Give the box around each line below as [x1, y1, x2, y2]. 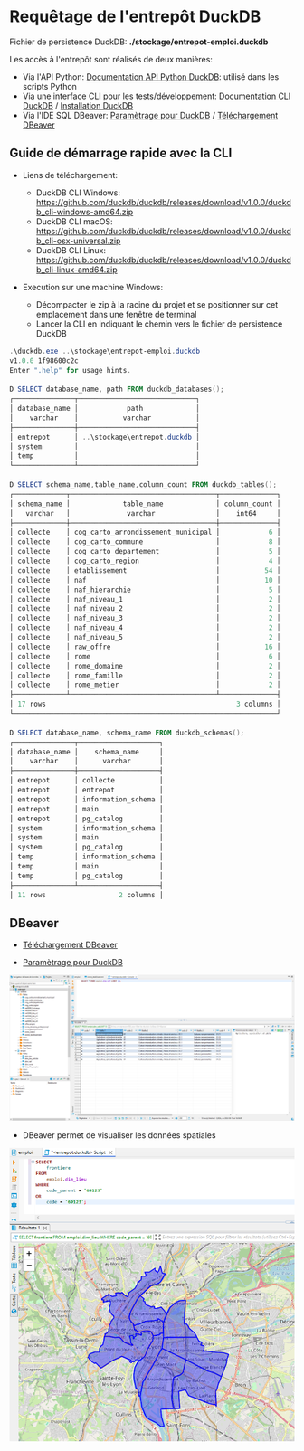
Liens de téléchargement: [22, 169, 118, 180]
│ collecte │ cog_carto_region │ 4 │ [9, 556, 281, 565]
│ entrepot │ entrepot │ [9, 785, 165, 794]
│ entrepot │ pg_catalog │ [9, 814, 165, 823]
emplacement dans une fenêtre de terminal [35, 308, 197, 319]
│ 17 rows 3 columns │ [9, 699, 281, 709]
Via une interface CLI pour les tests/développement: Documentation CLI [22, 90, 291, 101]
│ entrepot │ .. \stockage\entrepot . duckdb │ [9, 432, 201, 441]
